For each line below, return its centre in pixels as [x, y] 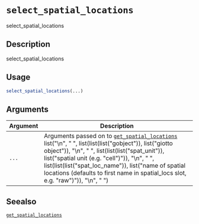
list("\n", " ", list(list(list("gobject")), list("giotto [108, 143]
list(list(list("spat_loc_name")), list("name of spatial [115, 166]
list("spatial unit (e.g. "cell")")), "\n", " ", [99, 158]
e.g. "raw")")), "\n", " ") [76, 181]
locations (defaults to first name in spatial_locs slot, [115, 173]
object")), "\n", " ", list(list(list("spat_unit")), [104, 151]
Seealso [21, 201]
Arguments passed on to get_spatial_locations [111, 136]
